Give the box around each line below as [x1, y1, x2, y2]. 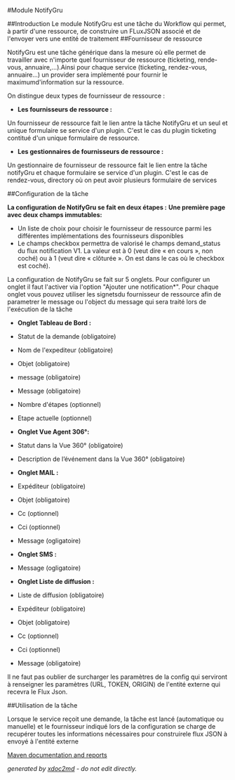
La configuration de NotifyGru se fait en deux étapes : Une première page [7, 203, 226, 212]
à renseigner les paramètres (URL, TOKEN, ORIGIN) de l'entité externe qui [7, 680, 221, 688]
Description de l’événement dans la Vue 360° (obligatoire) [17, 455, 185, 463]
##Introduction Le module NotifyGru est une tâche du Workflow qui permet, [7, 20, 227, 27]
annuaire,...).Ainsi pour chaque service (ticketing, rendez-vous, [24, 63, 208, 71]
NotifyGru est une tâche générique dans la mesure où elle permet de [7, 48, 206, 56]
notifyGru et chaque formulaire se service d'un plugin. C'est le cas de [7, 169, 208, 176]
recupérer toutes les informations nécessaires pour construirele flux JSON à [7, 730, 228, 738]
